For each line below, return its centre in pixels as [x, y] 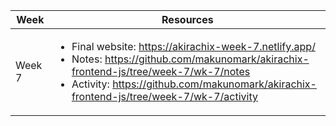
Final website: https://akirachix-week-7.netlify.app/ [193, 46]
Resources [187, 19]
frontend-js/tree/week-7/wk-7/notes [161, 71]
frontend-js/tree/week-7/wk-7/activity [164, 96]
